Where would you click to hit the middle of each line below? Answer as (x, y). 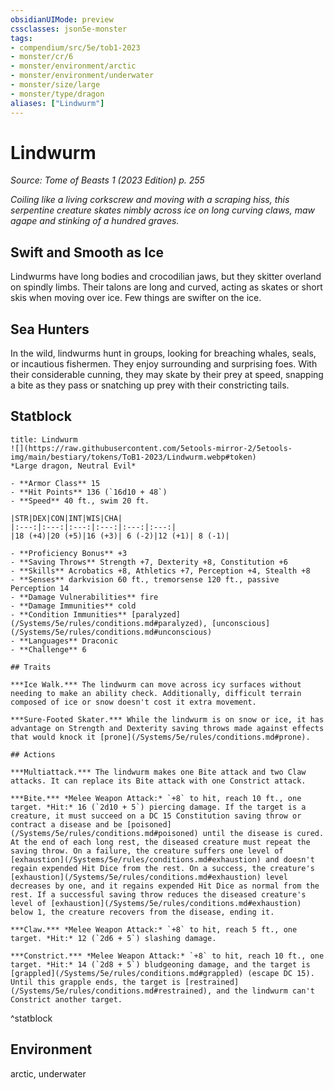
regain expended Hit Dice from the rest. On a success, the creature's (162, 868)
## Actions (33, 754)
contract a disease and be (66, 824)
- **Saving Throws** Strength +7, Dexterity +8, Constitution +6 (149, 562)
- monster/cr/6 (42, 57)
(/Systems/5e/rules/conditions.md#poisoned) (104, 833)
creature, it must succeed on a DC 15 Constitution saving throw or (156, 816)
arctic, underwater (48, 1073)
